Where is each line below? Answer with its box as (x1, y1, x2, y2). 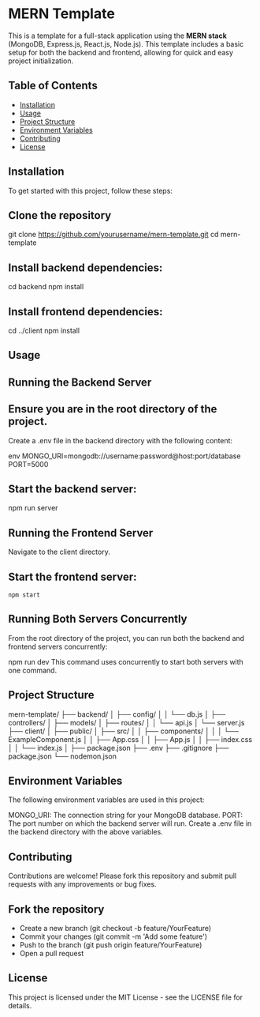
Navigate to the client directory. (8, 547, 110, 557)
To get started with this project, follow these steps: (8, 186, 173, 195)
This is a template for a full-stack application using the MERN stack (8, 31, 227, 40)
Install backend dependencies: (8, 261, 163, 274)
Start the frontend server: (8, 570, 137, 583)
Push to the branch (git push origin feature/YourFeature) (19, 940, 202, 950)
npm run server (8, 503, 58, 513)
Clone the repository (8, 209, 112, 222)
